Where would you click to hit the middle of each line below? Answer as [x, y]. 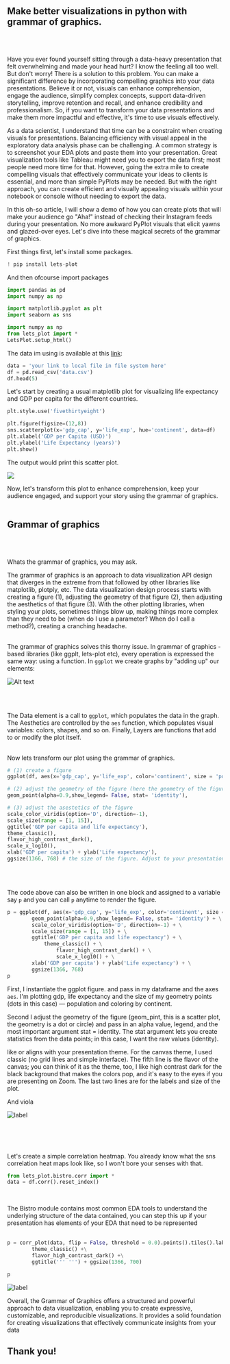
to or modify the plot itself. [44, 737]
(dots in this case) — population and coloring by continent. [90, 1004]
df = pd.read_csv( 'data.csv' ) [50, 372]
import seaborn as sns [39, 315]
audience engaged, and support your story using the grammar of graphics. [113, 495]
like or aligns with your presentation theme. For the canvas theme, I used [110, 1052]
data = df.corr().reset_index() [53, 1182]
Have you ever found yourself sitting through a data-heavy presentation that [115, 59]
